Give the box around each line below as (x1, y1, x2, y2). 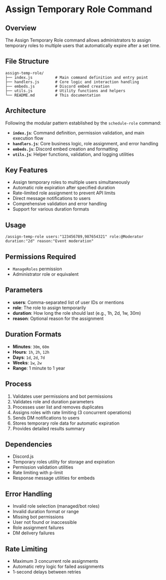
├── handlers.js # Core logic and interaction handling (5, 79, 139, 85)
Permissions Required (5, 252, 76, 261)
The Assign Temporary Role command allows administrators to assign (5, 37, 151, 43)
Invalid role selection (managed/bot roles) (12, 503, 100, 509)
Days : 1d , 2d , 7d (12, 354, 46, 360)
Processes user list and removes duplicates (12, 404, 104, 410)
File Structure (5, 57, 49, 66)
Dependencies (5, 440, 52, 448)
